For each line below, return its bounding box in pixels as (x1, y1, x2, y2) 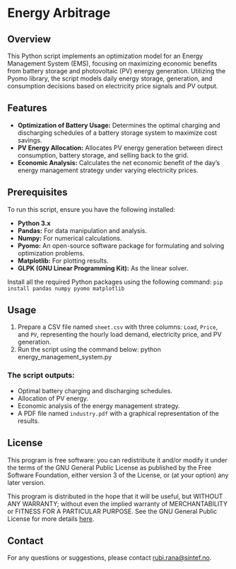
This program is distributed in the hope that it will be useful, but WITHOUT (7, 492, 223, 501)
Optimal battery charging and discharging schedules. (17, 386, 173, 395)
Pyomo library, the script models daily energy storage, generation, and (7, 74, 213, 83)
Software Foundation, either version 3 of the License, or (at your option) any (7, 471, 229, 479)
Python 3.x (17, 219, 51, 227)
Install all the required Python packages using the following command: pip (7, 277, 223, 286)
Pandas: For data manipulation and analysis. (17, 226, 147, 234)
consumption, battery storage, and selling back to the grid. (17, 150, 189, 160)
